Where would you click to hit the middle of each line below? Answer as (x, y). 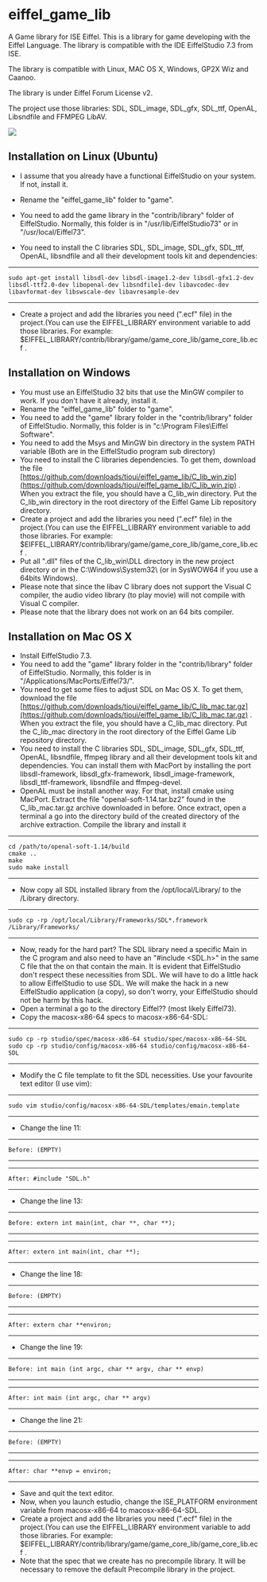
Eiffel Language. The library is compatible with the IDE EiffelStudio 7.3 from (131, 45)
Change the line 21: (51, 1421)
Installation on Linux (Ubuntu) (83, 157)
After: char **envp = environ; (60, 1471)
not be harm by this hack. (62, 1001)
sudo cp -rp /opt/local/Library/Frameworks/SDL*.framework (108, 920)
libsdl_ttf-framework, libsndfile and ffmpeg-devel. (101, 783)
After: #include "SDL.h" (49, 1179)
